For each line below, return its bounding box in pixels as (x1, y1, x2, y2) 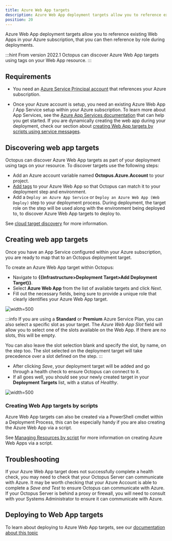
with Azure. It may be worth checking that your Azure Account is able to (5, 479, 157, 485)
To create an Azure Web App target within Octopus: (5, 264, 114, 270)
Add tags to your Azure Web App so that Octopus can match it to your (12, 183, 161, 189)
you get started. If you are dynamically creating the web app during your (12, 117, 166, 124)
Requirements (5, 72, 51, 81)
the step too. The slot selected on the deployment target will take (5, 347, 142, 354)
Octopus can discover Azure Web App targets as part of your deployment (5, 157, 161, 163)
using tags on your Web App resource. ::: (5, 57, 92, 64)
